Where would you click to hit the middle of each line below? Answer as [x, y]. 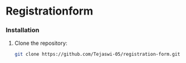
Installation [23, 30]
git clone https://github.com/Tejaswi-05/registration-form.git [97, 55]
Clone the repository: [41, 43]
